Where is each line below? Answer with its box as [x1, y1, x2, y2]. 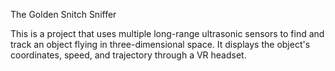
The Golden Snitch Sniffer [10, 9, 117, 20]
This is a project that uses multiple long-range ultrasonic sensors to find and [10, 28, 325, 39]
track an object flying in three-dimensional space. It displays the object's [10, 39, 311, 50]
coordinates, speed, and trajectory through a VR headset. [10, 49, 247, 61]
